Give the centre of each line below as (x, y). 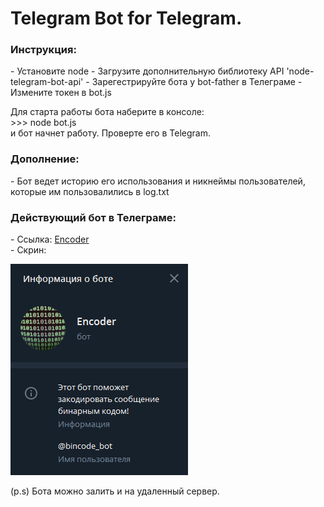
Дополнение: (45, 159)
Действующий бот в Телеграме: (93, 217)
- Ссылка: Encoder (50, 239)
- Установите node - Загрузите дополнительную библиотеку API (147, 71)
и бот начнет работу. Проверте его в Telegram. (110, 133)
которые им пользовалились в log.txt (90, 191)
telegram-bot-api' (47, 82)
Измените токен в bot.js (61, 93)
